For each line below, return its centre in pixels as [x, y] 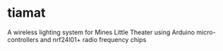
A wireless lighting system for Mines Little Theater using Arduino [101, 32]
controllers [23, 39]
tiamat [26, 13]
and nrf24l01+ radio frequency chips [93, 39]
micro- [206, 32]
